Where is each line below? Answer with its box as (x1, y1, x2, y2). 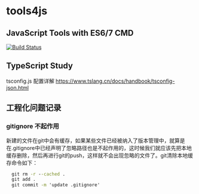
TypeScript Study (6, 61, 74, 71)
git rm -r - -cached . (11, 171, 66, 177)
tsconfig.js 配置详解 (6, 77, 55, 85)
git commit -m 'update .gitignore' (11, 182, 100, 188)
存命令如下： (6, 159, 38, 166)
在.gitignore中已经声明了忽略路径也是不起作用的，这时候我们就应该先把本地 (6, 144, 192, 151)
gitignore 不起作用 (6, 122, 60, 130)
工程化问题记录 (6, 103, 62, 113)
